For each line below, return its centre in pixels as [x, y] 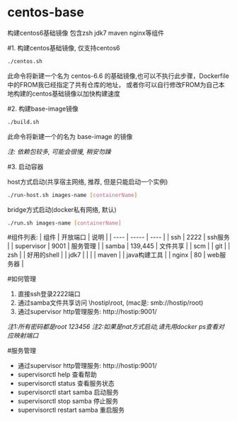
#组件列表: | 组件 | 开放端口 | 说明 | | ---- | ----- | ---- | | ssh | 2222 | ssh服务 [118, 237]
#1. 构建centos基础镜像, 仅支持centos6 [64, 47]
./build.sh [23, 122]
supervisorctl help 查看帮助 [57, 375]
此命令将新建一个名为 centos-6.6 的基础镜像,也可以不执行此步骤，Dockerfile [118, 76]
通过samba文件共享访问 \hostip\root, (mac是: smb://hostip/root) [110, 303]
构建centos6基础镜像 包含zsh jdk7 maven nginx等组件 [86, 33]
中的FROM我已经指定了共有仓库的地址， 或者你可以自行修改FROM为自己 [113, 84]
